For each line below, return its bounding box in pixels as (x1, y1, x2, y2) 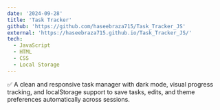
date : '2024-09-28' (7, 10, 63, 17)
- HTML (13, 49, 32, 56)
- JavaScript (13, 42, 51, 49)
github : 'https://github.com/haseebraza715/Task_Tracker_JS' (7, 23, 186, 30)
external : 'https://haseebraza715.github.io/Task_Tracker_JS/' (7, 29, 192, 36)
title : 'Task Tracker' (7, 16, 72, 23)
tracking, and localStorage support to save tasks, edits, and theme (7, 87, 195, 96)
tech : (7, 36, 23, 43)
